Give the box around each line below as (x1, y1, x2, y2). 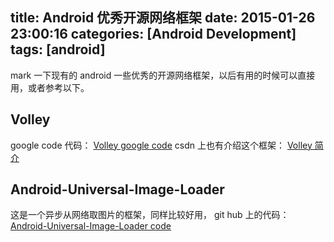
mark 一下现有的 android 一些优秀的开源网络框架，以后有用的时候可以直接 (10, 69, 316, 81)
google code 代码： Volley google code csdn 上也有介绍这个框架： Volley (10, 139, 313, 151)
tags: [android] (10, 41, 106, 58)
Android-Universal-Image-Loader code (10, 220, 172, 232)
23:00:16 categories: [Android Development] (10, 26, 297, 43)
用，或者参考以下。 (10, 81, 90, 93)
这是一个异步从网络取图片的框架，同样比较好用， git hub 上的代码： (10, 209, 290, 221)
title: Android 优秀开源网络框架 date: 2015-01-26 (10, 9, 316, 27)
